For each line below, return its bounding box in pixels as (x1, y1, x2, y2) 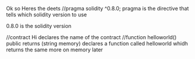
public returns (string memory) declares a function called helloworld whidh (6, 40, 188, 47)
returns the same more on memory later (6, 46, 103, 53)
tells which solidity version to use (6, 11, 87, 18)
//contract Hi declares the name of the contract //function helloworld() (6, 34, 177, 40)
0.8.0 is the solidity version (6, 23, 72, 29)
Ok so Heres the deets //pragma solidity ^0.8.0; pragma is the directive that (6, 5, 189, 12)
